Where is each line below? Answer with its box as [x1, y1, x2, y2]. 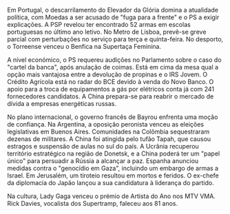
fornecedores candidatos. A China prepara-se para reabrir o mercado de [7, 92, 214, 100]
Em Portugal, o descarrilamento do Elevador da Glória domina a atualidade [7, 6, 219, 14]
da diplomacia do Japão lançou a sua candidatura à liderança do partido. [7, 179, 215, 186]
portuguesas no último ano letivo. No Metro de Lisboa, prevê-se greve [7, 28, 207, 36]
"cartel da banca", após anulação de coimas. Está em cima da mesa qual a [7, 63, 219, 71]
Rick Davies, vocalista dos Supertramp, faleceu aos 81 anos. [7, 200, 178, 207]
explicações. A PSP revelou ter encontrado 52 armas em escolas [7, 21, 191, 28]
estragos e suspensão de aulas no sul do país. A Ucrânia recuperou [7, 142, 200, 150]
